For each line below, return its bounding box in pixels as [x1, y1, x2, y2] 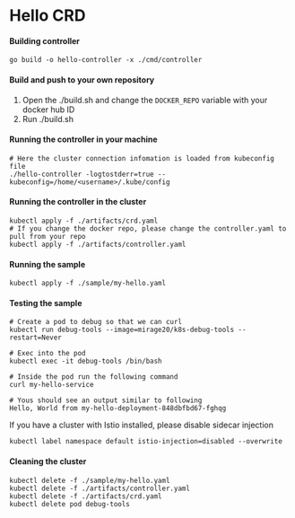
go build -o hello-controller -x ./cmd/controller [9, 56, 203, 65]
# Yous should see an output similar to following [9, 396, 203, 405]
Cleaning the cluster [9, 456, 87, 467]
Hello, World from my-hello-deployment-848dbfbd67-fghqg [9, 404, 227, 413]
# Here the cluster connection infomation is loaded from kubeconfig [9, 154, 275, 162]
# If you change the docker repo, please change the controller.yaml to [9, 224, 287, 233]
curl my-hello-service [9, 381, 94, 390]
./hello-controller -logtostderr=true [9, 170, 154, 179]
